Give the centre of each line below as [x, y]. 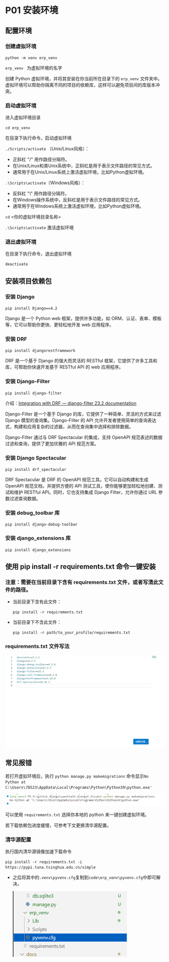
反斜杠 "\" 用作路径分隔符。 [41, 194]
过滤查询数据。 [25, 499]
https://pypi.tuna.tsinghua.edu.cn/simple [50, 868]
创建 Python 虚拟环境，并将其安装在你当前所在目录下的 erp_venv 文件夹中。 [84, 78]
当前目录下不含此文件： [37, 622]
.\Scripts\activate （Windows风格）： [45, 183]
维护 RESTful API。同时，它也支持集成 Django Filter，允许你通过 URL [86, 492]
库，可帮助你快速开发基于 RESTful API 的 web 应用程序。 [64, 367]
